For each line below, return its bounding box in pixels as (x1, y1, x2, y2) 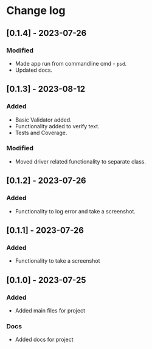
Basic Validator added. (15, 116, 72, 123)
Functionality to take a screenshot (15, 257, 100, 264)
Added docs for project (15, 336, 74, 344)
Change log (6, 4, 66, 18)
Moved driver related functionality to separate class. (15, 157, 147, 165)
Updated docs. (15, 66, 53, 74)
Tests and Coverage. (15, 129, 67, 136)
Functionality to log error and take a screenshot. (15, 207, 136, 215)
